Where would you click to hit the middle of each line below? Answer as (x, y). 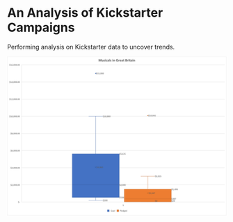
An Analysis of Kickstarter (85, 13)
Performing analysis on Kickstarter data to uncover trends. (91, 47)
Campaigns (41, 27)
